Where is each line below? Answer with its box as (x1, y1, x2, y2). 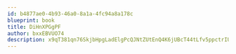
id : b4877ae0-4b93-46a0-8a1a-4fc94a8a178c (7, 10, 133, 18)
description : (7, 36, 46, 43)
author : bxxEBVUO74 (7, 29, 65, 37)
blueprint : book (7, 17, 55, 24)
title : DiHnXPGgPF (7, 23, 61, 30)
